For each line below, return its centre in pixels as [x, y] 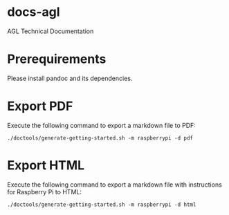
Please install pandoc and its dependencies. [70, 78]
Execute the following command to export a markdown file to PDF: [101, 125]
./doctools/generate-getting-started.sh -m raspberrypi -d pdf [100, 138]
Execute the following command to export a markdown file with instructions [115, 185]
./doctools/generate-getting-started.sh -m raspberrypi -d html [102, 205]
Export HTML [46, 165]
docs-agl [34, 12]
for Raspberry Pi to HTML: [44, 191]
